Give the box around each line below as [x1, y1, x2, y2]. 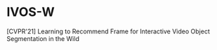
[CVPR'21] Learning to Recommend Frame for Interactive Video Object [6, 27, 210, 35]
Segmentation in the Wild [6, 34, 80, 42]
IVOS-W [6, 4, 55, 20]
